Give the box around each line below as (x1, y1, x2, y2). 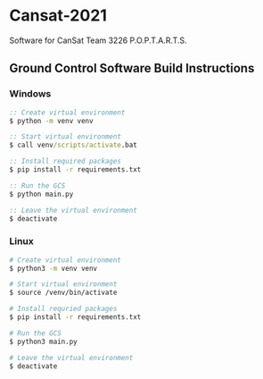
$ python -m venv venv (9, 116, 94, 125)
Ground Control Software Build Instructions (9, 61, 255, 76)
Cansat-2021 (9, 5, 107, 26)
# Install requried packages (9, 305, 118, 314)
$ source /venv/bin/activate (9, 288, 118, 298)
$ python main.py (9, 189, 74, 198)
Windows (9, 88, 52, 100)
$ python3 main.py (9, 337, 78, 346)
